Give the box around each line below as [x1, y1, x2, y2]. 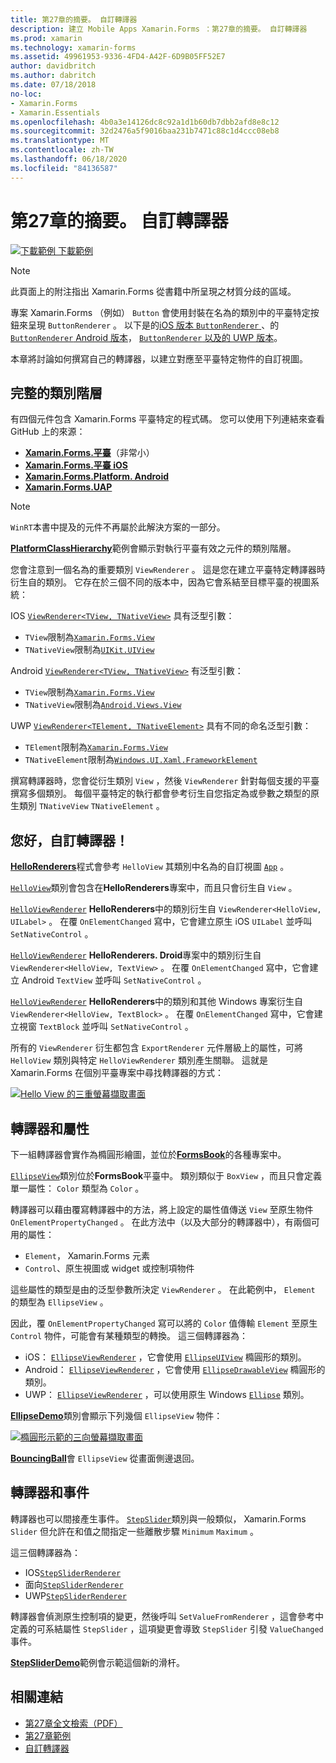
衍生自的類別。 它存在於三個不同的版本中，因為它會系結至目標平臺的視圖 [10, 576, 311, 588]
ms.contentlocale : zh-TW [10, 145, 114, 155]
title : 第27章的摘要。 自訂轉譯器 [10, 14, 138, 25]
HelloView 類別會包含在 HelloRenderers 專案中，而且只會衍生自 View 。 [10, 882, 298, 894]
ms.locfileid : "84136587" [10, 163, 118, 173]
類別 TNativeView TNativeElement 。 [18, 800, 165, 812]
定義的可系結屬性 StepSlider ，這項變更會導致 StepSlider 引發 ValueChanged [10, 1622, 324, 1635]
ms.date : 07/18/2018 [10, 80, 97, 90]
